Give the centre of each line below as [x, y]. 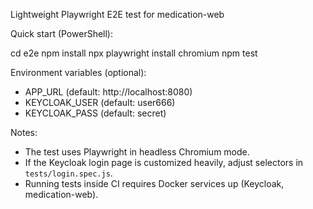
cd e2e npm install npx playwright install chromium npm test [134, 53]
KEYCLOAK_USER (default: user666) [100, 102]
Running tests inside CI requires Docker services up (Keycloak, [154, 183]
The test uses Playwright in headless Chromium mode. [137, 152]
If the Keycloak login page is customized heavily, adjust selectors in [164, 162]
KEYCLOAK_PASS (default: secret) [95, 113]
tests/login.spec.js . [68, 173]
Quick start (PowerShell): [61, 33]
